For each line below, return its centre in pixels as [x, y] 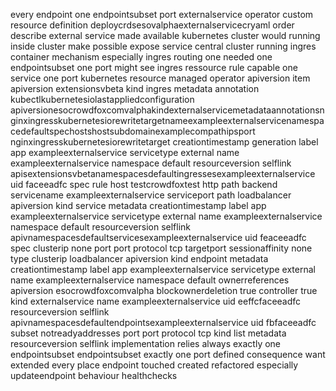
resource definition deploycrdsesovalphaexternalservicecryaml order [152, 25]
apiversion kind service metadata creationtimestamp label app [138, 205]
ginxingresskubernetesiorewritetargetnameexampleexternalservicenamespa [167, 120]
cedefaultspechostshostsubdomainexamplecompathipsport [133, 131]
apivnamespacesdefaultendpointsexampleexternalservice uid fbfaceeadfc [163, 322]
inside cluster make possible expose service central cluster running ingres [163, 46]
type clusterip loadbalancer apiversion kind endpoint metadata [139, 258]
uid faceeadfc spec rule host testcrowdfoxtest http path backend [144, 184]
